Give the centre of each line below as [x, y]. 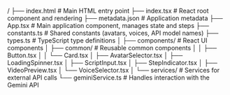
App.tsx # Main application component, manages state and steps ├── [108, 25]
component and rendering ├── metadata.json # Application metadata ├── [115, 18]
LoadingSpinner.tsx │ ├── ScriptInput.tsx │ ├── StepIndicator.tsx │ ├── [113, 63]
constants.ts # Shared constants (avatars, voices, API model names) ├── [113, 33]
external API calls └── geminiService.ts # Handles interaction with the [108, 78]
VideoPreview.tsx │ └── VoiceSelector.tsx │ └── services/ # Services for [114, 70]
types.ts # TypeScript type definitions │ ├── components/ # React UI [107, 41]
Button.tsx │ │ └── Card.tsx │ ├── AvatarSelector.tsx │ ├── [95, 55]
